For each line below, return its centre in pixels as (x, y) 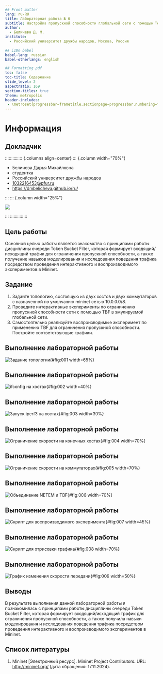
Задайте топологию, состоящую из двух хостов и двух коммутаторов (84, 296)
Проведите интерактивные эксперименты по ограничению (73, 307)
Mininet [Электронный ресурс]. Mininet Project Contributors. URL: (79, 661)
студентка (23, 173)
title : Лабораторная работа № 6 (38, 19)
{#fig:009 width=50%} (113, 576)
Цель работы (26, 232)
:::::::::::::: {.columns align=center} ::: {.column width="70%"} (65, 158)
